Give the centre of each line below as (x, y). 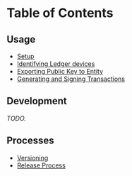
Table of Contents (60, 13)
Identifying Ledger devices (56, 64)
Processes (30, 141)
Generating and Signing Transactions (71, 79)
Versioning (32, 158)
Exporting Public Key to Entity (60, 71)
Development (37, 101)
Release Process (41, 165)
